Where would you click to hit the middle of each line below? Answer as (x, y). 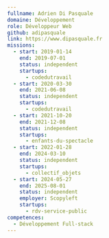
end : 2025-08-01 (43, 186)
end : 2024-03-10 (43, 154)
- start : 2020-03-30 (43, 84)
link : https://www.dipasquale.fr (55, 39)
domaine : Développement (41, 20)
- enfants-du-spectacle (59, 141)
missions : (21, 45)
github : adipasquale (37, 33)
